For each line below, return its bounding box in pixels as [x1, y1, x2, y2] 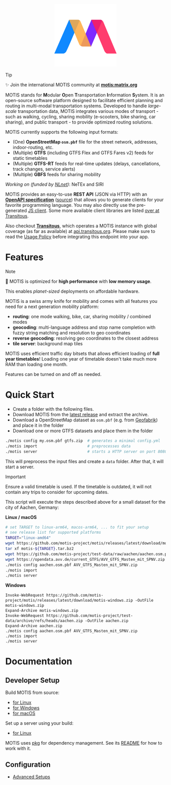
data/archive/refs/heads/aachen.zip [5, 619, 83, 624]
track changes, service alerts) [12, 166, 75, 172]
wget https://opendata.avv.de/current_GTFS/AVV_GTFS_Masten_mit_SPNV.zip [5, 557, 165, 562]
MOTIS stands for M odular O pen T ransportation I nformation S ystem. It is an [5, 92, 164, 98]
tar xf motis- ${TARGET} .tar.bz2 [5, 546, 74, 551]
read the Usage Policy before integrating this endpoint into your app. [5, 234, 149, 240]
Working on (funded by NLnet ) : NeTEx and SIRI [5, 181, 104, 187]
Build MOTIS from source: [5, 689, 60, 696]
